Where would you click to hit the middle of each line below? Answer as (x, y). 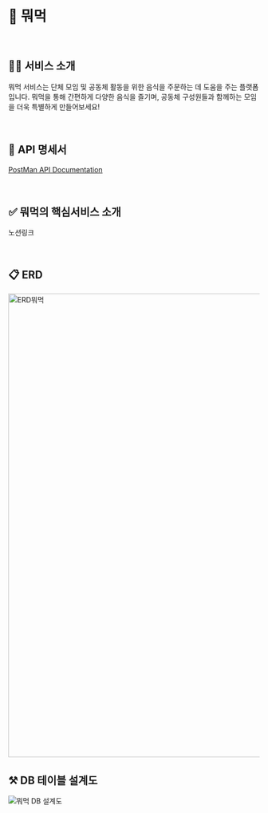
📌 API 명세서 (37, 150)
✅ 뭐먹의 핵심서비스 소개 (65, 212)
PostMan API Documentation (55, 169)
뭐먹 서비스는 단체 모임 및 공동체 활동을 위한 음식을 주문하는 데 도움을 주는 (123, 87)
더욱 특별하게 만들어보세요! (58, 107)
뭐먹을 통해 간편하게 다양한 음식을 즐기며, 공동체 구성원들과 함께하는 (137, 97)
